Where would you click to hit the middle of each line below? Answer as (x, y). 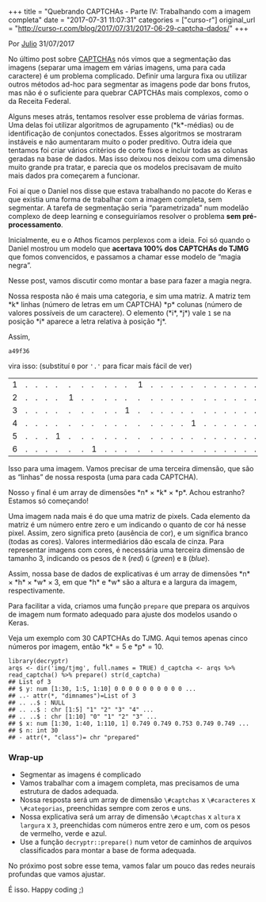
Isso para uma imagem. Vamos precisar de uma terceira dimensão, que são (131, 468)
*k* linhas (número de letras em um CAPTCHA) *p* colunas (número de (125, 304)
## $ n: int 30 (33, 731)
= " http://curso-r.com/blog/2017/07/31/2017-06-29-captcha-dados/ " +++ (128, 28)
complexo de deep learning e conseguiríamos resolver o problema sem (125, 216)
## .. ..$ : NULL (37, 703)
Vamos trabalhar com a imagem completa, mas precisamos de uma (129, 783)
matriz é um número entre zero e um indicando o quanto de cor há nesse (127, 524)
